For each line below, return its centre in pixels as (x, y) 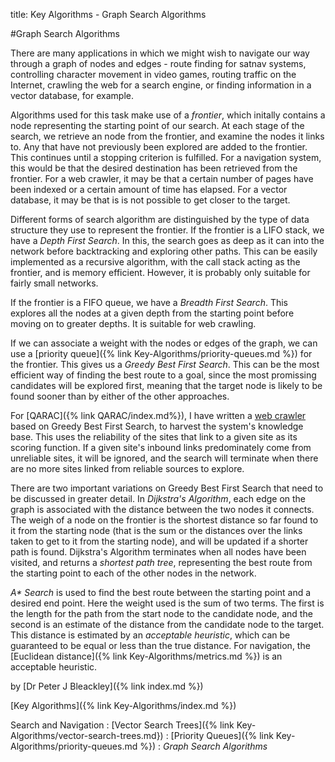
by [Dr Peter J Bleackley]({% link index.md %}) (107, 686)
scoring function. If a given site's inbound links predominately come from (161, 447)
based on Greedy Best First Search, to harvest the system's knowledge (157, 426)
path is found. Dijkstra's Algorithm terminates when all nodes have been (158, 552)
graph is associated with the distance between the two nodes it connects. (162, 509)
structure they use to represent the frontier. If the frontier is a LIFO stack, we (167, 230)
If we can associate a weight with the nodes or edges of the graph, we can (164, 343)
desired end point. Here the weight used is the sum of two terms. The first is (167, 603)
